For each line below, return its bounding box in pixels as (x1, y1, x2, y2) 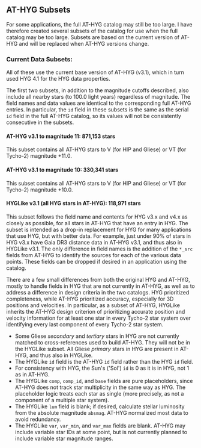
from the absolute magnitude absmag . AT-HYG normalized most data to (14, 409, 189, 416)
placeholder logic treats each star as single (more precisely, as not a (14, 390, 184, 397)
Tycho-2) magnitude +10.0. (6, 186, 73, 193)
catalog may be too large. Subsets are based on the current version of (6, 33, 180, 41)
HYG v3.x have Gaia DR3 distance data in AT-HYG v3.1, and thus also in (6, 238, 182, 246)
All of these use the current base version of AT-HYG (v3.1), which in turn (6, 69, 185, 76)
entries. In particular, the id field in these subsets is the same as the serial (6, 106, 189, 113)
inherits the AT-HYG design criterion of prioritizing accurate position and (6, 308, 185, 315)
